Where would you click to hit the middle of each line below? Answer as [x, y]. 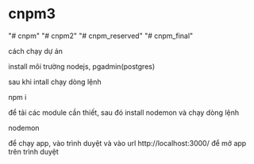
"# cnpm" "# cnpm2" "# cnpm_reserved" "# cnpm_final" [101, 36]
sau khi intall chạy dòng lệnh [55, 82]
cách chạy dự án [36, 51]
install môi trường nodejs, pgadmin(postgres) [82, 66]
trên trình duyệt [34, 151]
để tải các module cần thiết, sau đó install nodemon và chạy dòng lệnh [124, 113]
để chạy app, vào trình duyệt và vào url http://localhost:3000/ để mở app [127, 143]
